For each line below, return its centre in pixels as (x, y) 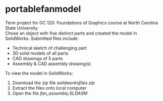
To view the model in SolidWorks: (39, 73)
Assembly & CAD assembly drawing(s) (52, 64)
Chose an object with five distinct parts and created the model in (71, 33)
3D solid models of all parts (40, 53)
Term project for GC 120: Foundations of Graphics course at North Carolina (82, 23)
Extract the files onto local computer (49, 88)
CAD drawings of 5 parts (37, 58)
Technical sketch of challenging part (50, 48)
